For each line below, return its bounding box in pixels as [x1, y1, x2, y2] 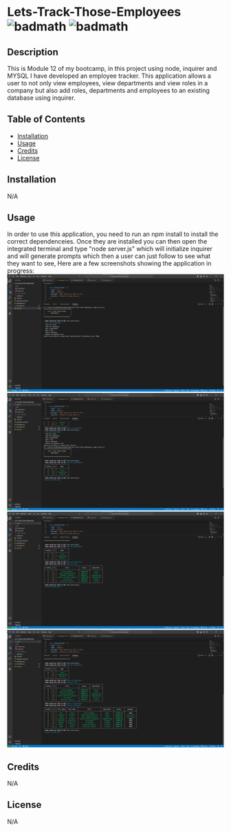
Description [7, 46, 58, 58]
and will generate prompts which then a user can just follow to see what [7, 252, 211, 260]
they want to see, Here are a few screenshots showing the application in [7, 259, 212, 268]
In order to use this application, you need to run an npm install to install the [7, 230, 219, 238]
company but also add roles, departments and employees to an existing [7, 87, 210, 94]
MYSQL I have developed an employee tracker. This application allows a [7, 72, 212, 80]
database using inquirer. [7, 94, 76, 102]
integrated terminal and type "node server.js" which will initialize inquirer [7, 245, 213, 253]
